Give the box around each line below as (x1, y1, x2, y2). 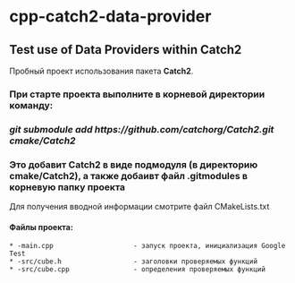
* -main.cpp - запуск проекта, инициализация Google (9, 242, 286, 251)
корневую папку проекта (9, 181, 126, 193)
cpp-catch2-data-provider (9, 6, 212, 27)
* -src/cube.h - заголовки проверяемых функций (9, 257, 257, 266)
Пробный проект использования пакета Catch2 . (9, 65, 194, 76)
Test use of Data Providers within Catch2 (9, 42, 242, 57)
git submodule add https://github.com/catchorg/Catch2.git (9, 123, 274, 135)
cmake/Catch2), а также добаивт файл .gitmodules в (9, 169, 249, 182)
